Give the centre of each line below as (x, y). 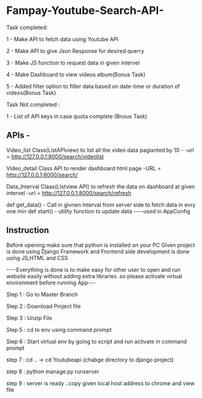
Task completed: (27, 27)
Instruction (28, 231)
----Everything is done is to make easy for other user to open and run (93, 269)
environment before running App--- (51, 283)
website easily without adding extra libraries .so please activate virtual (94, 276)
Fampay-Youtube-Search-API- (85, 11)
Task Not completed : (33, 105)
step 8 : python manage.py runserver (53, 371)
